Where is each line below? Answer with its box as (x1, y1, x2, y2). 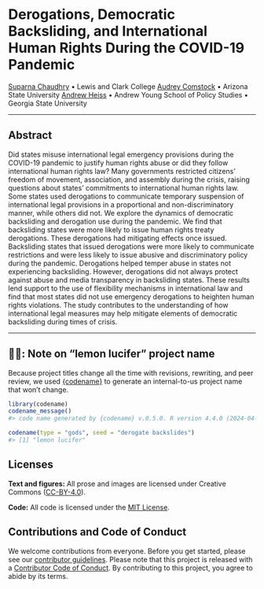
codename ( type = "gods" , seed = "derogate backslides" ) (8, 429, 195, 437)
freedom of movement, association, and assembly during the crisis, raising (8, 175, 250, 184)
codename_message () (8, 407, 72, 415)
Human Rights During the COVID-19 (8, 39, 245, 57)
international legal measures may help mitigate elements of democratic (8, 309, 238, 318)
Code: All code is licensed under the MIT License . (8, 502, 170, 512)
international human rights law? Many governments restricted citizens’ (8, 166, 236, 176)
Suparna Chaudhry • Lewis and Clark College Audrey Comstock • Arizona (8, 81, 248, 91)
